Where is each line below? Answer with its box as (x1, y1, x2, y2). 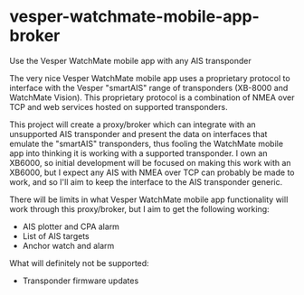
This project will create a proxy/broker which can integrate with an (9, 119, 256, 130)
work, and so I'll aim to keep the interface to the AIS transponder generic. (9, 176, 283, 187)
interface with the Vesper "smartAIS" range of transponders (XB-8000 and (9, 82, 289, 93)
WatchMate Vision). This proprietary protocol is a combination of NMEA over (9, 92, 295, 103)
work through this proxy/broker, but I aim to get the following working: (9, 203, 270, 214)
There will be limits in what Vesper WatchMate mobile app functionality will (9, 194, 289, 205)
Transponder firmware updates (22, 275, 139, 286)
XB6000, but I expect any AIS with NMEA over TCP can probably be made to (9, 167, 295, 178)
